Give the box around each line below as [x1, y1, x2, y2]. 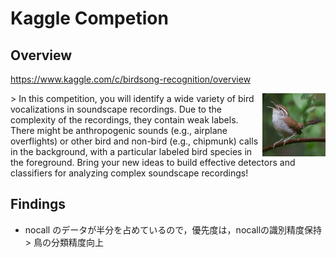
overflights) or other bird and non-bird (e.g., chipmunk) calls [10, 135, 259, 147]
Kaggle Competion [10, 7, 169, 30]
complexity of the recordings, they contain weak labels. [10, 114, 239, 126]
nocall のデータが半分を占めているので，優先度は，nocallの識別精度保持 [24, 223, 323, 236]
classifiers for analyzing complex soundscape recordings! [10, 167, 249, 179]
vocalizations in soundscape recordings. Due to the [10, 103, 222, 115]
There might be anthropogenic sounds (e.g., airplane [10, 125, 228, 136]
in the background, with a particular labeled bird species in [10, 146, 253, 157]
